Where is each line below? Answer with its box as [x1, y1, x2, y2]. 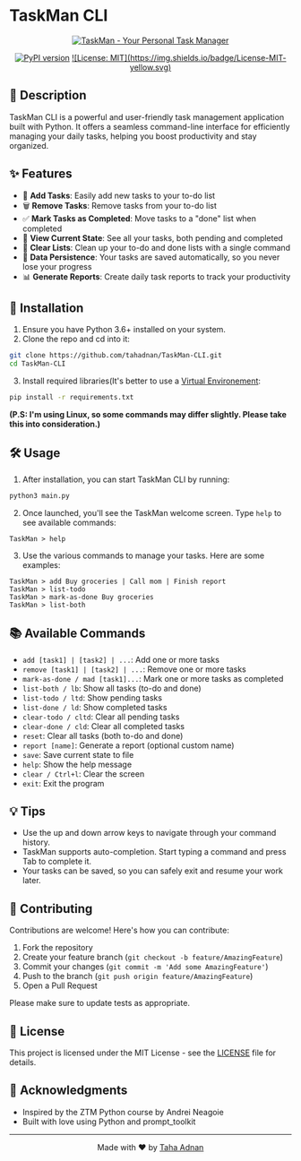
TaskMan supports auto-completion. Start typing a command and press [21, 847, 287, 857]
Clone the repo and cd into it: [21, 333, 130, 345]
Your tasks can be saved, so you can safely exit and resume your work [21, 865, 284, 876]
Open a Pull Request [21, 980, 99, 991]
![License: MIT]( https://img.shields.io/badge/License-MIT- [71, 52, 287, 63]
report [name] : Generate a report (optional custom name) [21, 740, 235, 751]
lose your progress [21, 261, 92, 271]
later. [21, 875, 42, 886]
